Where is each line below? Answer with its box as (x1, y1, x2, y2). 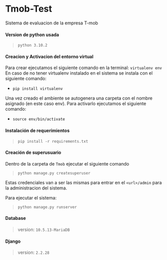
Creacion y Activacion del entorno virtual (5, 53, 94, 59)
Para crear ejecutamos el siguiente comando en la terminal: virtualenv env (5, 64, 162, 71)
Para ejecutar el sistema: (5, 194, 57, 201)
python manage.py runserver (17, 204, 77, 210)
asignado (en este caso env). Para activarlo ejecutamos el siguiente (5, 101, 147, 107)
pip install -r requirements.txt (17, 139, 89, 144)
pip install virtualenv (12, 86, 63, 91)
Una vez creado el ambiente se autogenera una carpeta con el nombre (5, 95, 153, 102)
